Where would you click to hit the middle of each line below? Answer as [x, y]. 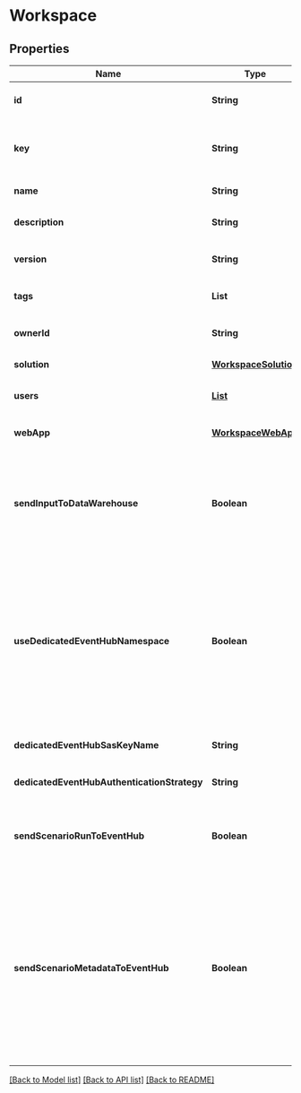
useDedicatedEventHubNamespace [92, 641]
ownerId [32, 333]
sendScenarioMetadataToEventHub [91, 968]
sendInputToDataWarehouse [76, 503]
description [39, 222]
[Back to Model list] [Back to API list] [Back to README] [112, 1080]
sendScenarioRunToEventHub [79, 836]
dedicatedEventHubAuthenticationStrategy [108, 782]
